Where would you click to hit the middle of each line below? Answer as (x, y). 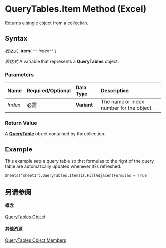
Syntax (16, 38)
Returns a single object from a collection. (47, 23)
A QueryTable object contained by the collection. (55, 134)
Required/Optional (48, 91)
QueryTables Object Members (36, 240)
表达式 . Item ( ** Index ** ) (31, 51)
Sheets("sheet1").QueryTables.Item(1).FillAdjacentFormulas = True (76, 176)
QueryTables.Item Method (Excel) (76, 9)
